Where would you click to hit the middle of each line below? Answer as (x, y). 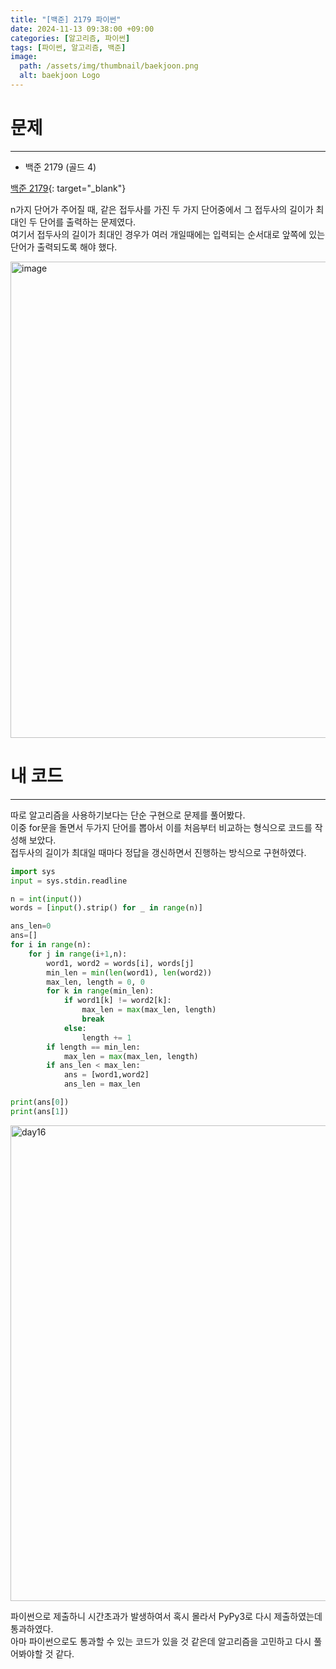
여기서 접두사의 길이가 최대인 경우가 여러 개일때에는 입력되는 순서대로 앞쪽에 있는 (168, 234)
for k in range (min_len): (100, 991)
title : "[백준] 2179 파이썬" (66, 19)
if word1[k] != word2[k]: (117, 1001)
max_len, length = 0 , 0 (95, 982)
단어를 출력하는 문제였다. (88, 222)
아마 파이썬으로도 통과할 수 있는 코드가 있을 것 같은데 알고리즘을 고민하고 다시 (161, 1641)
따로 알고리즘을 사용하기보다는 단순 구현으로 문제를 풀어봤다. (128, 815)
